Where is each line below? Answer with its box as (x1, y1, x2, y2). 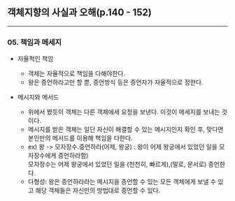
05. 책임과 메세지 (7, 37, 62, 47)
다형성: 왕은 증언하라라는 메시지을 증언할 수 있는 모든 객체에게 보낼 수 (27, 177, 217, 186)
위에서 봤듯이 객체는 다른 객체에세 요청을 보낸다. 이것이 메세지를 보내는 (27, 107, 220, 117)
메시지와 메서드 (17, 93, 59, 101)
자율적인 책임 (17, 54, 54, 63)
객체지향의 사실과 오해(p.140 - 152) (7, 6, 152, 19)
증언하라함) (57, 151, 89, 160)
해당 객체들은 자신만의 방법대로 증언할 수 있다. (35, 186, 161, 195)
